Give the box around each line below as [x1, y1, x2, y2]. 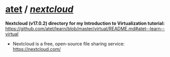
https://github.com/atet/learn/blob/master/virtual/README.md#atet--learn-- [5, 25, 165, 31]
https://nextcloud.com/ [12, 46, 61, 52]
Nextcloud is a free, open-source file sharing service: [12, 40, 125, 46]
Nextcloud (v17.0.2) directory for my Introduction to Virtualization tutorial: [5, 20, 165, 26]
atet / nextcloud [5, 4, 74, 15]
